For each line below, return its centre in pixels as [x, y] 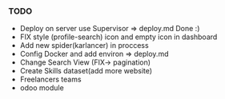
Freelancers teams [50, 79]
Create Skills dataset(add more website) [86, 71]
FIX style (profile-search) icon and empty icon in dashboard [119, 37]
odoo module [42, 88]
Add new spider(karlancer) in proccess [84, 46]
